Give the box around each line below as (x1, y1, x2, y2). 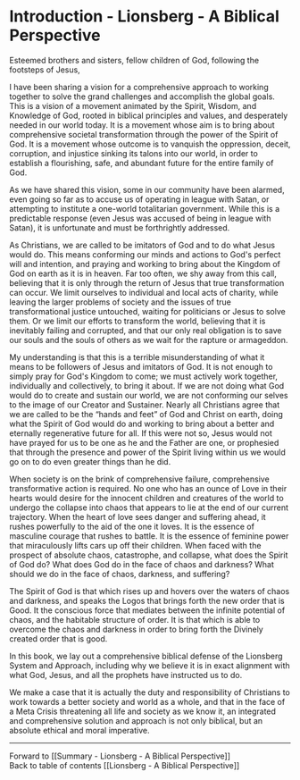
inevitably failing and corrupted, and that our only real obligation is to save (9, 324, 283, 336)
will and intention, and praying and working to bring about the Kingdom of (9, 258, 281, 269)
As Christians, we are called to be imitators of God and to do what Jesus (9, 239, 275, 250)
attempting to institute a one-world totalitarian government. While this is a (9, 203, 279, 214)
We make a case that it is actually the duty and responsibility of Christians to (9, 686, 290, 698)
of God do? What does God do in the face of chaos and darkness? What (9, 558, 275, 569)
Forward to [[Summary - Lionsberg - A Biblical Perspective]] (9, 751, 230, 761)
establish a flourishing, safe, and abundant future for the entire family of (9, 157, 274, 168)
